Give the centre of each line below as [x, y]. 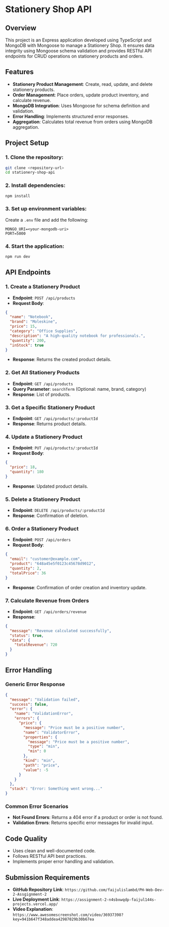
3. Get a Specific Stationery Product [50, 407]
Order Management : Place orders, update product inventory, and [80, 95]
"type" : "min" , [43, 746]
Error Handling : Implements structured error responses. [71, 116]
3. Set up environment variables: [46, 209]
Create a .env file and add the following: [47, 220]
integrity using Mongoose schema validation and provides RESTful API [78, 51]
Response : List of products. [41, 394]
